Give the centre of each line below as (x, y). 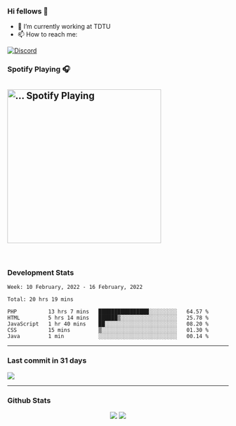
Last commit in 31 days (47, 361)
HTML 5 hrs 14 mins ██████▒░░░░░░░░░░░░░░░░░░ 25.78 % (108, 318)
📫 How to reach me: (47, 34)
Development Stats (41, 272)
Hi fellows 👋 (28, 11)
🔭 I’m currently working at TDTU (64, 27)
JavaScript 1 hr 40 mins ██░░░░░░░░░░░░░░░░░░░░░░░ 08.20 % (108, 324)
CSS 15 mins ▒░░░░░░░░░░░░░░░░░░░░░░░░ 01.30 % (108, 330)
